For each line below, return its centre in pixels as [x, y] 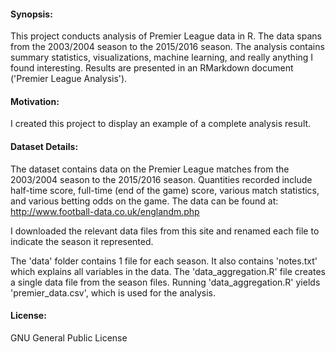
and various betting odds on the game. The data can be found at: [144, 201]
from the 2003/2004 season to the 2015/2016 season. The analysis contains [167, 47]
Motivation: [35, 101]
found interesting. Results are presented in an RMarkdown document [152, 68]
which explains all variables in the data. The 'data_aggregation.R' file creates [168, 271]
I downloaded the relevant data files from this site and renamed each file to [165, 231]
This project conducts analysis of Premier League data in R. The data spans [166, 36]
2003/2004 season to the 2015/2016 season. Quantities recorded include [161, 179]
